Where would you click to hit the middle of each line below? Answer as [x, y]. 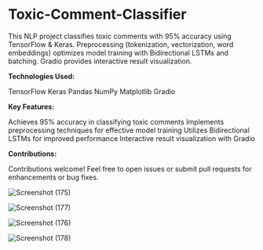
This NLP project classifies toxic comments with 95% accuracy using [120, 36]
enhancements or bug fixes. [53, 177]
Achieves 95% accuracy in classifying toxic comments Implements [116, 121]
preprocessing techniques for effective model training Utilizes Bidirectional [129, 130]
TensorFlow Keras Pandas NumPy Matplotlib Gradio [92, 91]
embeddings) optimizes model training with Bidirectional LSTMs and [119, 53]
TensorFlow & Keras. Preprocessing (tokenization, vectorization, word [121, 44]
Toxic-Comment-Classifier [97, 14]
